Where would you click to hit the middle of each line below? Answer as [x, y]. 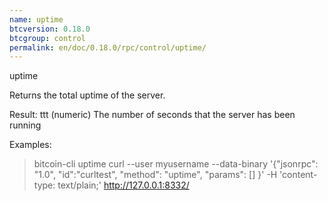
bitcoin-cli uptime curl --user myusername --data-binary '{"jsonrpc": [176, 164]
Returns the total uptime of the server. [87, 95]
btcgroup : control [47, 38]
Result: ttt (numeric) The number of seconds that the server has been [152, 115]
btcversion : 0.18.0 [50, 29]
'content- [298, 175]
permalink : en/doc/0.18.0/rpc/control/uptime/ [108, 47]
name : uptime [36, 19]
